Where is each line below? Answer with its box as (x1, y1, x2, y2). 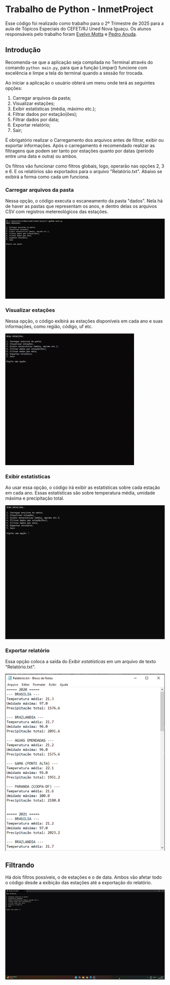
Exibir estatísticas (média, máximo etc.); (12, 105, 96, 112)
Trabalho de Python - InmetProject (5, 4, 153, 15)
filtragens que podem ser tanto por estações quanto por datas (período (5, 148, 154, 154)
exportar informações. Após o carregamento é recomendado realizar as (5, 142, 155, 148)
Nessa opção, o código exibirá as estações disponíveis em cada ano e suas (5, 318, 163, 324)
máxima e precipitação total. (5, 495, 65, 502)
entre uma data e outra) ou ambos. (5, 153, 78, 159)
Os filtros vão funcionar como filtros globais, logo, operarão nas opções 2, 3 (5, 163, 164, 169)
